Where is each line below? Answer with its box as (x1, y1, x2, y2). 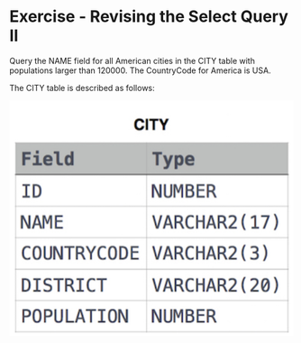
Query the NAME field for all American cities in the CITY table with (9, 55, 255, 66)
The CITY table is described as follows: (9, 82, 155, 93)
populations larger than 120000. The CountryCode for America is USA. (9, 65, 272, 76)
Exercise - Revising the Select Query (9, 6, 288, 27)
